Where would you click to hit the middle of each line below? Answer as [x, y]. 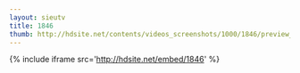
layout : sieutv [37, 17]
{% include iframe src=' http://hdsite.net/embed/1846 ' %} [115, 60]
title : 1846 [31, 26]
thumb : [21, 34]
